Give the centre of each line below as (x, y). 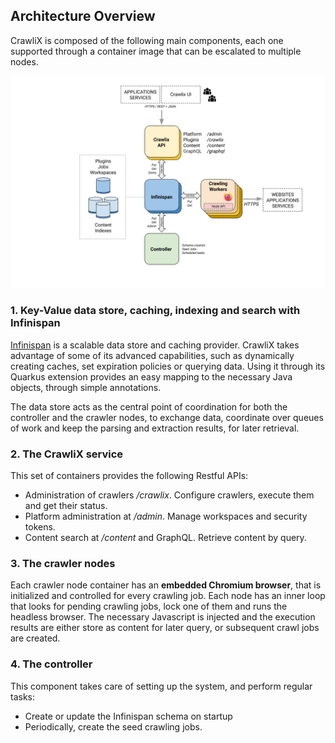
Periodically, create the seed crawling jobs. (113, 726)
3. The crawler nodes (63, 563)
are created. (35, 638)
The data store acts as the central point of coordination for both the (149, 406)
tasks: (23, 696)
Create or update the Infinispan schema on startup (128, 716)
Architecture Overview (83, 16)
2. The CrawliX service (67, 454)
